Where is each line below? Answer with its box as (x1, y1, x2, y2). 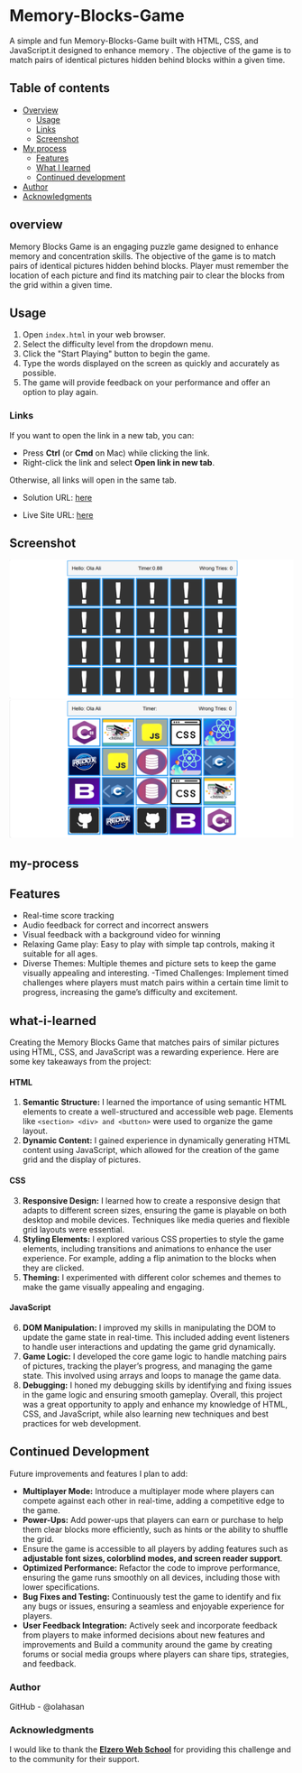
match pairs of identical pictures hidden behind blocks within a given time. (9, 54, 286, 65)
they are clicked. (22, 1262, 85, 1273)
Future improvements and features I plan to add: (9, 1468, 188, 1479)
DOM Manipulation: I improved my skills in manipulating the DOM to (22, 1322, 277, 1333)
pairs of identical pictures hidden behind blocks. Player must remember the (9, 260, 289, 271)
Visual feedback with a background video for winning (22, 929, 221, 940)
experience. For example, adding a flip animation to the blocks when (22, 1252, 277, 1263)
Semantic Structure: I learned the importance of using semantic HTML (22, 1097, 287, 1108)
